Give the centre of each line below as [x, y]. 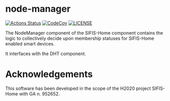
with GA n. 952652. [39, 94]
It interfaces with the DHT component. [46, 54]
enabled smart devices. [30, 43]
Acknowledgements [49, 74]
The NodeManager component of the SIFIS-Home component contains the [84, 33]
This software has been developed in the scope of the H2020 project [78, 88]
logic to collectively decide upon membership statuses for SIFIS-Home [80, 38]
